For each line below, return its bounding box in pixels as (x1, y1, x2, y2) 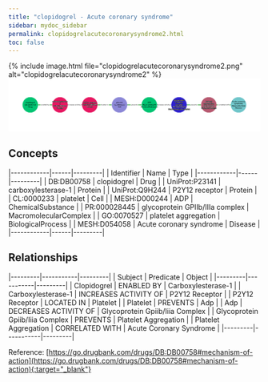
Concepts (8, 147, 58, 160)
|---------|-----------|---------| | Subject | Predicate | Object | (8, 272, 213, 282)
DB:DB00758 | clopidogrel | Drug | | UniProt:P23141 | (47, 176, 222, 186)
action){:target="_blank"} (8, 364, 92, 374)
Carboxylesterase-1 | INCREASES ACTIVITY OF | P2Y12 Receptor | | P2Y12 (8, 289, 254, 299)
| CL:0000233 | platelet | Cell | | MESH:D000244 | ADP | (8, 193, 194, 203)
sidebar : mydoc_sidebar (8, 21, 88, 30)
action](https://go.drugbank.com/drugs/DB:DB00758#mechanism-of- (8, 356, 238, 365)
